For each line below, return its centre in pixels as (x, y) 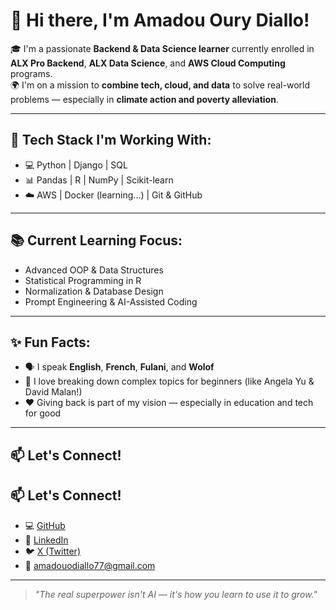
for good (43, 413)
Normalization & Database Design (94, 291)
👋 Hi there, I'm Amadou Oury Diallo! (160, 20)
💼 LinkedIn (46, 540)
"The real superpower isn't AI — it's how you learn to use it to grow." (176, 594)
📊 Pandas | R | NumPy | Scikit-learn (99, 180)
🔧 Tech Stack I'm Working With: (111, 140)
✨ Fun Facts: (50, 342)
